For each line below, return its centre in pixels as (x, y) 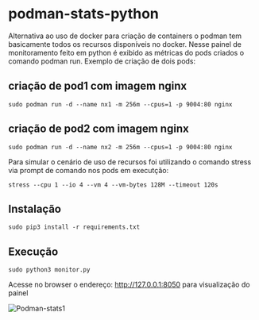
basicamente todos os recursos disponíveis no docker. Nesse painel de (125, 44)
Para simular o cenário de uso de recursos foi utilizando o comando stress (130, 162)
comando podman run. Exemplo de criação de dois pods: (102, 61)
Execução (33, 251)
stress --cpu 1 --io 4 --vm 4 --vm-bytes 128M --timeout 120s (113, 185)
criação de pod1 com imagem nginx (98, 86)
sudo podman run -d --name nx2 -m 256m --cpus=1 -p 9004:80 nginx (120, 147)
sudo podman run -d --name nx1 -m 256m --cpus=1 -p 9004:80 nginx (120, 104)
